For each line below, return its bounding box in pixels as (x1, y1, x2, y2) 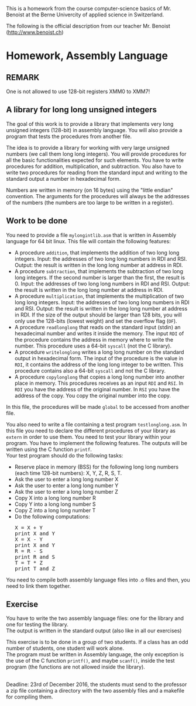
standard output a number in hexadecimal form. (6, 175, 121, 182)
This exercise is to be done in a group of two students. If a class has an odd (6, 639, 188, 646)
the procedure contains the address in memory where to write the (14, 336, 174, 343)
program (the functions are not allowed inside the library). (6, 663, 145, 670)
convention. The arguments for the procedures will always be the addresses (6, 192, 190, 199)
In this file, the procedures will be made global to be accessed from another (6, 403, 190, 410)
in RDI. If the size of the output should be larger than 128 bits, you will (14, 311, 183, 318)
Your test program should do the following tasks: (6, 452, 123, 459)
